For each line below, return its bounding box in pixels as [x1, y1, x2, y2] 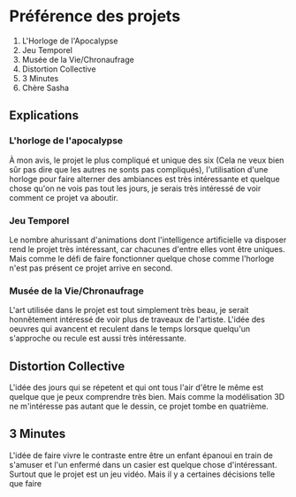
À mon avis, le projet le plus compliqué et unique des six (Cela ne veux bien [9, 155, 285, 165]
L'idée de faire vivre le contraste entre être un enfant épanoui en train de [9, 449, 274, 461]
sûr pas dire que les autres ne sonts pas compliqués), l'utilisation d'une [9, 164, 269, 174]
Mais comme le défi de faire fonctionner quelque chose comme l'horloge [9, 253, 275, 264]
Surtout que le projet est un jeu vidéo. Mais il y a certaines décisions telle [9, 469, 276, 479]
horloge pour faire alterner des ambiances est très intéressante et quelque [9, 173, 280, 184]
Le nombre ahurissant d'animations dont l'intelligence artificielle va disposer [9, 234, 287, 245]
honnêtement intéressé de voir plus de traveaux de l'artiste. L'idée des [9, 314, 265, 325]
